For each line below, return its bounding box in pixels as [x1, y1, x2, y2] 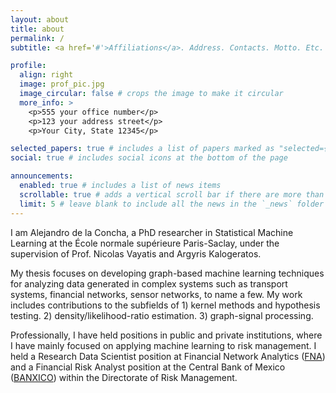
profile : [10, 61, 47, 71]
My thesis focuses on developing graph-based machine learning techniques [10, 267, 325, 279]
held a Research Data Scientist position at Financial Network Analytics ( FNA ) [10, 350, 326, 362]
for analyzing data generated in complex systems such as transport [10, 277, 288, 290]
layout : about [10, 14, 70, 25]
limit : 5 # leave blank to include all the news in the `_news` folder [19, 199, 325, 209]
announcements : [10, 171, 74, 181]
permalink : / [10, 33, 65, 43]
